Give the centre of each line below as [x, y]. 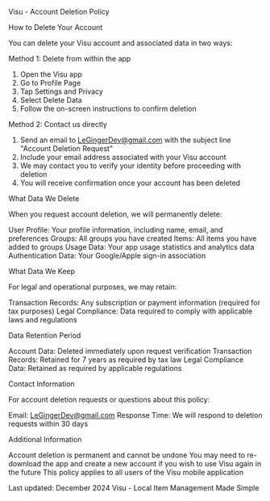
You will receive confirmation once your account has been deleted [130, 183]
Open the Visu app [51, 74]
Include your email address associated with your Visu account [123, 157]
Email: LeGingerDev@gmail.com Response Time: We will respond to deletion [135, 415]
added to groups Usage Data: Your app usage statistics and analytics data [131, 247]
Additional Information [45, 439]
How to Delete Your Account [56, 27]
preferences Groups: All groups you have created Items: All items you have [133, 238]
